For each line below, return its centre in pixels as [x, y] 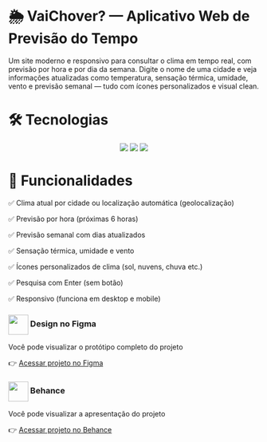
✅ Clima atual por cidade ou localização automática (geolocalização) [122, 203]
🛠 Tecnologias [59, 120]
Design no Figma [63, 324]
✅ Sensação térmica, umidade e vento [71, 251]
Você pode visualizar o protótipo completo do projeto [96, 347]
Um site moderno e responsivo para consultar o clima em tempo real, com [130, 61]
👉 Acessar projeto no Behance [60, 430]
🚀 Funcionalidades [71, 181]
